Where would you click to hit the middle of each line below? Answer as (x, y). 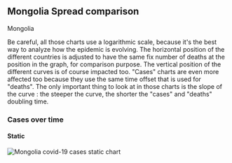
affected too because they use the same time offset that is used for (104, 79)
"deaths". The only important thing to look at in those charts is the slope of (115, 86)
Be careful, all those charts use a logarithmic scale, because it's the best (112, 42)
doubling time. (28, 101)
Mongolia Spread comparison (73, 12)
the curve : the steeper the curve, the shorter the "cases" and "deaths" (110, 94)
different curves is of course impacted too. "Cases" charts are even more (113, 71)
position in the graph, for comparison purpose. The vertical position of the (114, 64)
